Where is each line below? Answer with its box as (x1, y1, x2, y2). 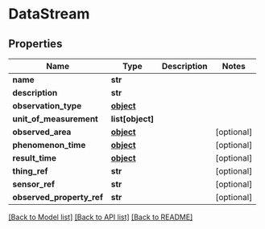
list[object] (110, 113, 155, 125)
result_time (12, 153, 56, 163)
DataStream (8, 5, 90, 23)
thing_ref (12, 166, 48, 177)
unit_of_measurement (12, 113, 98, 125)
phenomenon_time (12, 140, 86, 150)
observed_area (12, 126, 72, 137)
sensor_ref (12, 178, 55, 190)
